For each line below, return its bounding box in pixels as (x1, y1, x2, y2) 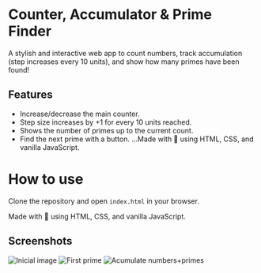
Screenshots (8, 234, 73, 248)
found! (8, 65, 30, 74)
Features (8, 88, 53, 102)
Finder (8, 22, 52, 40)
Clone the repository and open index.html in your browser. (8, 196, 200, 206)
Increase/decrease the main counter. (19, 109, 140, 118)
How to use (8, 170, 84, 188)
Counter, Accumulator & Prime (8, 6, 212, 24)
